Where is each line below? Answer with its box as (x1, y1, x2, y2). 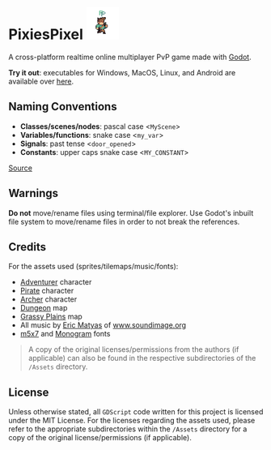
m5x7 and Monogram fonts (19, 329, 111, 339)
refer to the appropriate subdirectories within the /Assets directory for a (8, 424, 248, 434)
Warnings (8, 186, 59, 200)
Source (8, 163, 32, 173)
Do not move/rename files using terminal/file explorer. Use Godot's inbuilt (8, 208, 254, 217)
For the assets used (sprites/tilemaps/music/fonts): (8, 262, 179, 272)
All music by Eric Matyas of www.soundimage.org (19, 320, 187, 330)
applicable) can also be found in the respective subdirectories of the (28, 354, 256, 363)
